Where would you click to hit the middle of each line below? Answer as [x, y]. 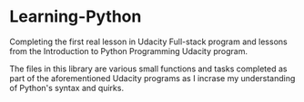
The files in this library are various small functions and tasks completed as [148, 69]
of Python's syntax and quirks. [67, 88]
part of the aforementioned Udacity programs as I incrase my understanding [152, 78]
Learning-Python [76, 17]
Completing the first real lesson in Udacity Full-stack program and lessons [149, 42]
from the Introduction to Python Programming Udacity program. [129, 51]
